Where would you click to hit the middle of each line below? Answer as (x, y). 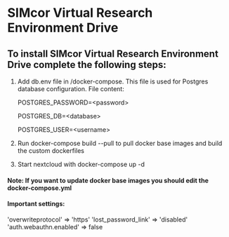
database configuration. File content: (71, 89)
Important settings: (36, 204)
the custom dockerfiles (51, 151)
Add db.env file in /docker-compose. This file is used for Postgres (113, 81)
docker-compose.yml (40, 188)
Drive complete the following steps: (87, 65)
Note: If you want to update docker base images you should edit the (108, 180)
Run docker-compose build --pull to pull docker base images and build (120, 143)
